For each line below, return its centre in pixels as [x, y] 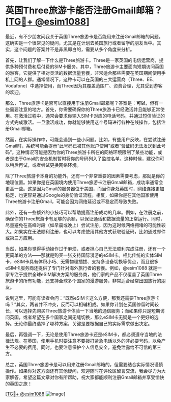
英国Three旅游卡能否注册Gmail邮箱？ [84, 10]
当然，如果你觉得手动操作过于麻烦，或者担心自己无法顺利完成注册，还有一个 [85, 249]
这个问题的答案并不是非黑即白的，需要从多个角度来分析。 [74, 49]
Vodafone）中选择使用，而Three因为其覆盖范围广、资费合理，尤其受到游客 [84, 85]
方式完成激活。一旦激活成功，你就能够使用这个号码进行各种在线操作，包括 [83, 122]
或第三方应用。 [21, 238]
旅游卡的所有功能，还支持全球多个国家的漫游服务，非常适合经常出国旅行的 [83, 281]
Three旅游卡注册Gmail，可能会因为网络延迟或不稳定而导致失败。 [73, 201]
